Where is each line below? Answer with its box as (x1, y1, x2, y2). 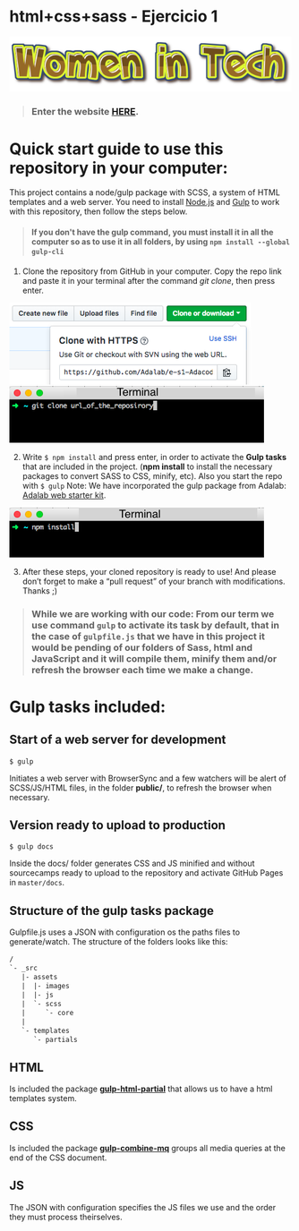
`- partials (32, 1036, 78, 1045)
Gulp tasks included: (9, 697, 167, 717)
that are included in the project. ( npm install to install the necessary (21, 461, 273, 472)
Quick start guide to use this (9, 139, 224, 158)
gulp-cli (30, 247, 64, 256)
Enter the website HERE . (30, 106, 139, 118)
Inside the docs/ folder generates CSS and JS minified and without (9, 858, 255, 869)
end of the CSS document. (9, 1152, 107, 1163)
